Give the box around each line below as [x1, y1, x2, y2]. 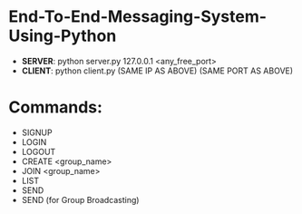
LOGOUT [21, 146, 56, 157]
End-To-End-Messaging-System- [8, 6, 268, 27]
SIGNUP [21, 127, 53, 138]
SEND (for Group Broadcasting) [21, 194, 140, 205]
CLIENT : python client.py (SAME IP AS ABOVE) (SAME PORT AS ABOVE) [21, 65, 294, 76]
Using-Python [8, 25, 117, 46]
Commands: [8, 97, 103, 118]
